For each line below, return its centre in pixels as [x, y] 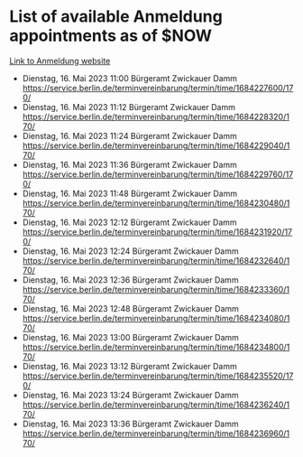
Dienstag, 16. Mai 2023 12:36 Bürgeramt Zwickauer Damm [130, 280]
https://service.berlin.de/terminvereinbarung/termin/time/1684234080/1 [156, 318]
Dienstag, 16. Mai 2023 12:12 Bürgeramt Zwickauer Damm [129, 222]
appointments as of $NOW [111, 36]
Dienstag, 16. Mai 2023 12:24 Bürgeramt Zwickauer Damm [130, 251]
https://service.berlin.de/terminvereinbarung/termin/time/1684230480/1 [156, 203]
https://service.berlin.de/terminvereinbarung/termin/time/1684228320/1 [156, 117]
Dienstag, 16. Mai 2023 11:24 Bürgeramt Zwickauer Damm [129, 135]
